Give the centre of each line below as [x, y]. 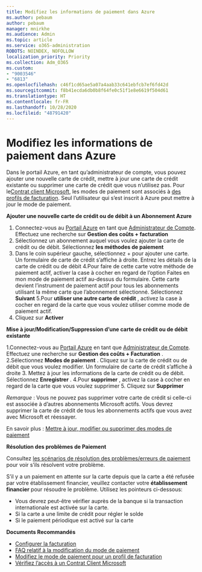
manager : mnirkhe [28, 29]
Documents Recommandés [41, 532]
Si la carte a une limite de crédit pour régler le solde [79, 514]
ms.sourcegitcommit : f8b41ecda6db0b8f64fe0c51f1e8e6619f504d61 [87, 91]
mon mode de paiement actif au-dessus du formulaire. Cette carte [97, 279]
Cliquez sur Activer [39, 318]
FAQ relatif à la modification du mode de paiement [77, 550]
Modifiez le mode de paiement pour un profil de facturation [88, 557]
